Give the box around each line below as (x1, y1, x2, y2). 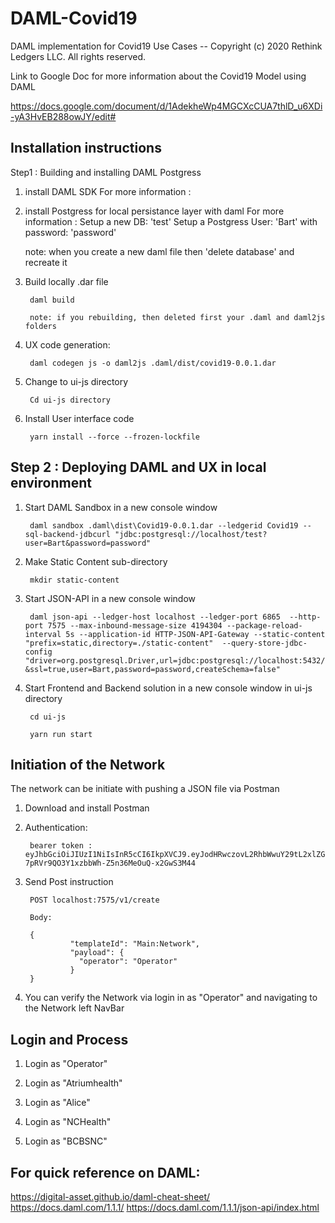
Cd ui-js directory (29, 395, 111, 405)
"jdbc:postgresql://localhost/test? (114, 529, 268, 539)
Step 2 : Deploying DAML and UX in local (10, 459, 267, 476)
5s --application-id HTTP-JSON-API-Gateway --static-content (65, 629, 326, 639)
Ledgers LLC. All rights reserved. (10, 50, 147, 62)
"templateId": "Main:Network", (69, 939, 200, 949)
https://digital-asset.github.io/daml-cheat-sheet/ (10, 1191, 211, 1202)
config (24, 647, 53, 657)
